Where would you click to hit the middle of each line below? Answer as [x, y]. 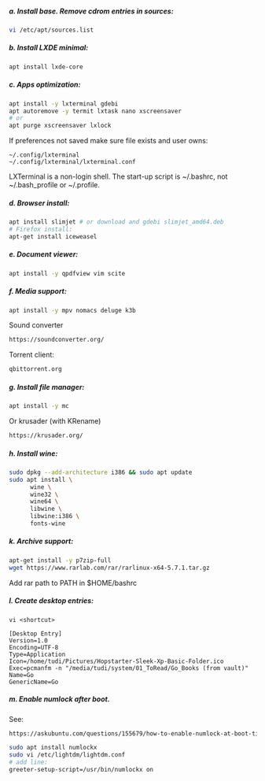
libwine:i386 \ [55, 516]
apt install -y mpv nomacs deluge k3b [72, 310]
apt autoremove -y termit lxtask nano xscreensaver [95, 111]
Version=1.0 [28, 640]
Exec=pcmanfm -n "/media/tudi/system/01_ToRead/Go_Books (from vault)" [129, 668]
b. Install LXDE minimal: [49, 48]
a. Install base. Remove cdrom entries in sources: [91, 11]
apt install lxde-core [46, 67]
